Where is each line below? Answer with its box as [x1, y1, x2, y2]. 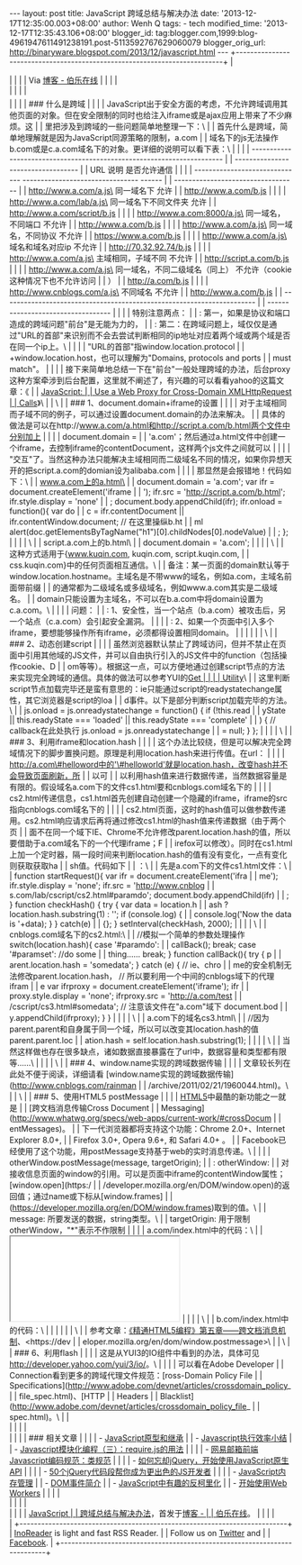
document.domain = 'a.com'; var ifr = [136, 477, 276, 487]
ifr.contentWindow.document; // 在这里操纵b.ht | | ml [9, 516, 204, 527]
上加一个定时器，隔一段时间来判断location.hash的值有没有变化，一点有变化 [9, 850, 288, 860]
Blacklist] [160, 1391, 195, 1401]
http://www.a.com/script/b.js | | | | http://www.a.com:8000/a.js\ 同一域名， [9, 208, 286, 218]
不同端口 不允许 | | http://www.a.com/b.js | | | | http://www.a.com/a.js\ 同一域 [9, 219, 293, 230]
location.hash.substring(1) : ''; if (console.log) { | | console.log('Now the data [9, 909, 292, 919]
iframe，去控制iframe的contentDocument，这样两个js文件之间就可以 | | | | [16, 442, 290, 453]
